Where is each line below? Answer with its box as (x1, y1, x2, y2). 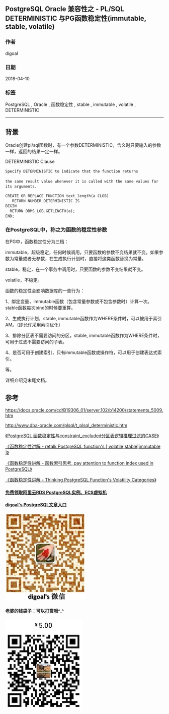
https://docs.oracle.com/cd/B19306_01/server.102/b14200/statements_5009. (5, 407, 163, 413)
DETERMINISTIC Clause (5, 158, 55, 165)
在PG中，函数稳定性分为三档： (5, 239, 69, 245)
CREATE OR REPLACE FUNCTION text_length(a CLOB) (5, 194, 109, 199)
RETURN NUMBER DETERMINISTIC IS (12, 199, 80, 204)
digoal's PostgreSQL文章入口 (5, 502, 67, 508)
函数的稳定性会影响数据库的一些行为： (5, 288, 84, 294)
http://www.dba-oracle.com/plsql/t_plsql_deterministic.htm (5, 423, 128, 429)
